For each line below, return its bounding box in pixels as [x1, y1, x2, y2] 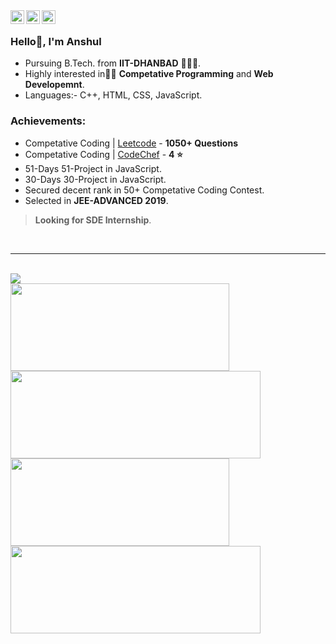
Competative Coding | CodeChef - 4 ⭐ [24, 148, 183, 160]
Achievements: [10, 114, 87, 128]
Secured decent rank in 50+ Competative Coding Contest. [24, 184, 265, 196]
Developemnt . [24, 79, 85, 91]
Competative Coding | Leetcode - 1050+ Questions [24, 137, 238, 149]
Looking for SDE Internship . [34, 214, 152, 226]
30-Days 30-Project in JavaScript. [24, 173, 167, 185]
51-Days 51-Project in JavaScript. [24, 162, 162, 174]
